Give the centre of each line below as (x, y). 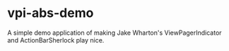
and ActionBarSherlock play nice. (56, 40)
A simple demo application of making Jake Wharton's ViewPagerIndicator (114, 33)
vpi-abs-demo (51, 13)
